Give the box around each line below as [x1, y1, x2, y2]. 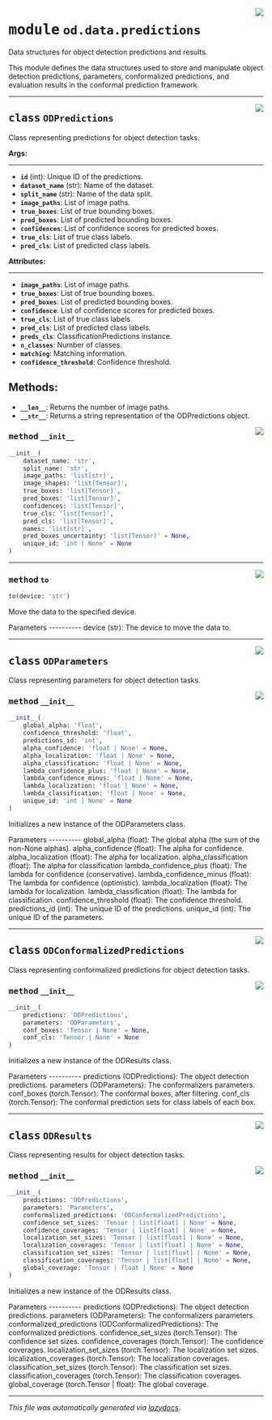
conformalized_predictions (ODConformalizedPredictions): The [8, 1319, 219, 1328]
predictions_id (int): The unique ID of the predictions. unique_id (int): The [8, 904, 251, 913]
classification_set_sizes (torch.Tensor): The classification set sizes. [8, 1362, 232, 1371]
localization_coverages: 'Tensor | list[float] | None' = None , [23, 1241, 244, 1250]
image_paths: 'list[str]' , [23, 472, 114, 480]
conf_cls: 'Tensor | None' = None [23, 1033, 139, 1041]
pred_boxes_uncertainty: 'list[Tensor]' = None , [23, 532, 190, 541]
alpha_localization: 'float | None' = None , [23, 751, 176, 759]
